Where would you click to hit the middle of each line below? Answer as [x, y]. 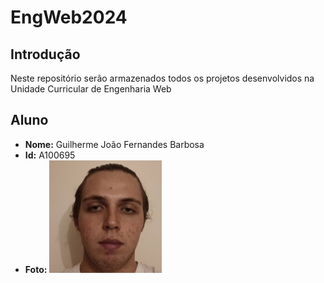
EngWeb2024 [69, 17]
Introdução [45, 54]
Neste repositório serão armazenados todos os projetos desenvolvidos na [162, 78]
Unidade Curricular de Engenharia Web [91, 89]
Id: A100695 [50, 155]
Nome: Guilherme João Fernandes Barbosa [114, 144]
